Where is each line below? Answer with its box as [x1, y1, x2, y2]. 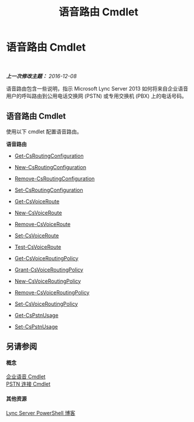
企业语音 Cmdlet [6, 373, 46, 380]
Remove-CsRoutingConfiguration [14, 175, 95, 182]
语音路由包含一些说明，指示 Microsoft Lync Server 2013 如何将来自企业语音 [6, 85, 189, 92]
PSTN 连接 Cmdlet [6, 380, 51, 388]
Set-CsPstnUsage [14, 323, 58, 330]
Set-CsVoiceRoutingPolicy [14, 300, 78, 307]
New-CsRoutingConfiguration [14, 163, 87, 170]
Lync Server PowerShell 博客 [6, 409, 76, 416]
